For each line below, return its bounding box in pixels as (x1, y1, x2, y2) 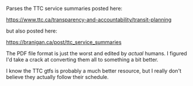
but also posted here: (6, 27, 57, 34)
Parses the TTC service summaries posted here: (6, 5, 123, 12)
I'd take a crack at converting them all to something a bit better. (6, 56, 159, 63)
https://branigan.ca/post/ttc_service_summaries (6, 39, 122, 45)
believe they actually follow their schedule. (6, 74, 109, 80)
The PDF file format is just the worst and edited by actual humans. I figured (6, 50, 187, 57)
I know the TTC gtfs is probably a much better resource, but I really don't (6, 67, 182, 74)
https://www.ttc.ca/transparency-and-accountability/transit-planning (6, 16, 172, 23)
